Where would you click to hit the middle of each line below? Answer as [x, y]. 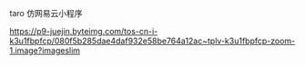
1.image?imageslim [45, 51]
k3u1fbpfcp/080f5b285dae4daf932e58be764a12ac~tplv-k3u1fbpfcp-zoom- [152, 41]
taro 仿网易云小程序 [46, 13]
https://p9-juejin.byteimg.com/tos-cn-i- [84, 31]
